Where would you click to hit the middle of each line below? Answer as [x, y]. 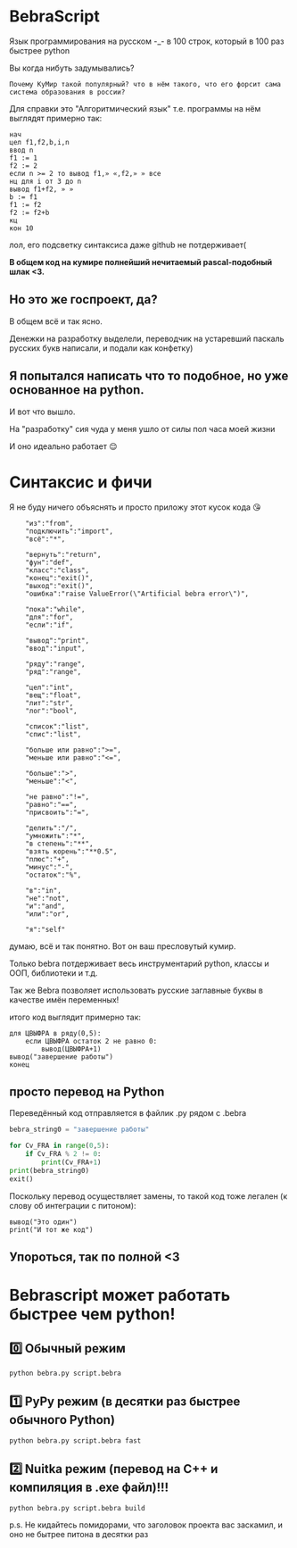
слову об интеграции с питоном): [73, 1205]
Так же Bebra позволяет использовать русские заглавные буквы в [136, 990]
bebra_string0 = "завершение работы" [79, 1130]
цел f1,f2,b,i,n [39, 142]
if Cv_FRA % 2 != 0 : [63, 1154]
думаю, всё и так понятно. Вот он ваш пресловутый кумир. [123, 946]
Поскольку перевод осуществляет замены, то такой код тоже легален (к [148, 1196]
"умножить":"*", [56, 836]
